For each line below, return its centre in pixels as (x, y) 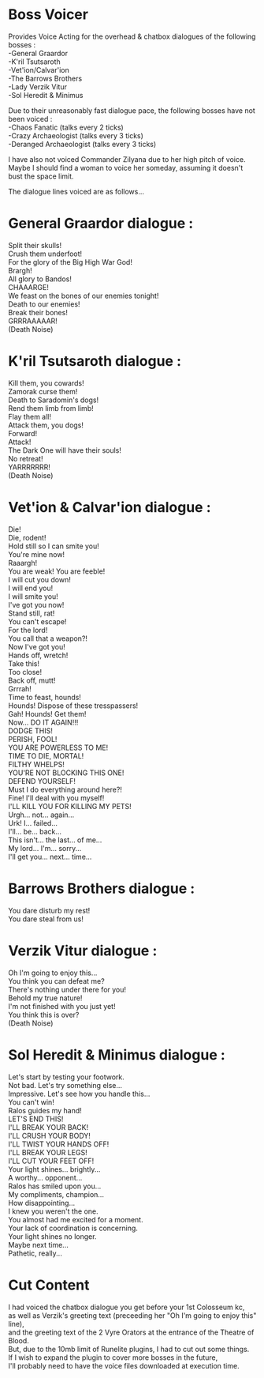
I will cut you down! (39, 579)
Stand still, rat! (32, 613)
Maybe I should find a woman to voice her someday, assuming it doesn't (126, 168)
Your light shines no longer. (52, 1236)
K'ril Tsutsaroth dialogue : (95, 361)
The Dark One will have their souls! (65, 450)
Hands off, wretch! (38, 655)
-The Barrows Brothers (45, 78)
